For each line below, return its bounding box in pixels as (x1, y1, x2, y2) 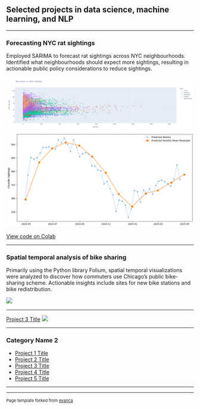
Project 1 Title (14, 349, 49, 357)
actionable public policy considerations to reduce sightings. (6, 65, 152, 72)
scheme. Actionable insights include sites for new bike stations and (26, 279, 191, 286)
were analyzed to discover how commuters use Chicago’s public (6, 273, 164, 280)
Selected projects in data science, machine (6, 5, 170, 15)
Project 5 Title (14, 375, 49, 382)
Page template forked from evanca (6, 398, 73, 404)
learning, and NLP (6, 14, 74, 24)
